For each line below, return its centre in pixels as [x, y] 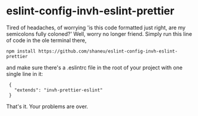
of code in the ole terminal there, [46, 40]
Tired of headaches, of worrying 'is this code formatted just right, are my [96, 28]
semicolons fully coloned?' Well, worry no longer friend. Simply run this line [99, 33]
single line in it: [25, 74]
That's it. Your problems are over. [47, 106]
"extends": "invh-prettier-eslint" [58, 90]
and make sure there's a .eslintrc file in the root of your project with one [95, 68]
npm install [21, 51]
